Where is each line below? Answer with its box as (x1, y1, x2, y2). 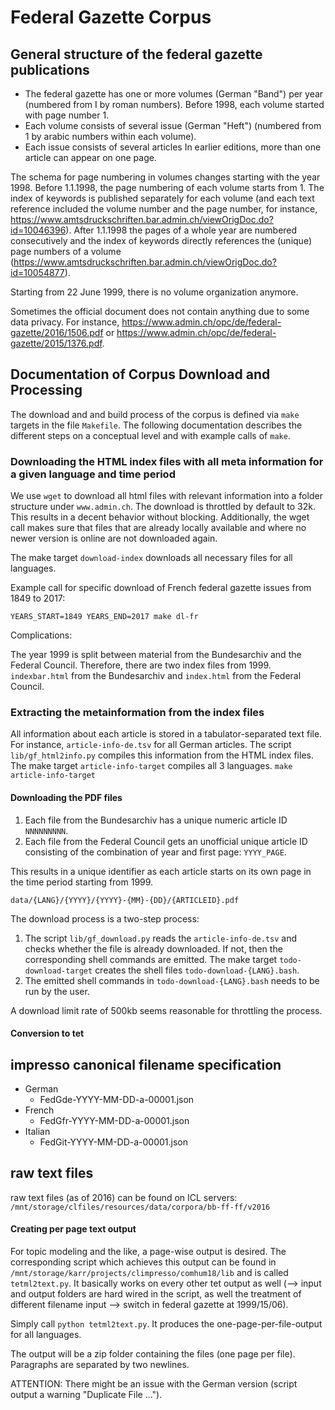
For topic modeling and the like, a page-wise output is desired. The (10, 1246, 287, 1258)
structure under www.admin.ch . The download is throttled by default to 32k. (10, 501, 317, 513)
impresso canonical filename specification (10, 1056, 282, 1073)
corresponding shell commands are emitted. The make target (24, 953, 278, 965)
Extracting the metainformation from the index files (10, 706, 265, 720)
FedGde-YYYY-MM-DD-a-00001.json (39, 1094, 195, 1106)
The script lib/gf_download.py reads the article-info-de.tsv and (24, 932, 298, 944)
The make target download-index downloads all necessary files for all (10, 552, 293, 564)
